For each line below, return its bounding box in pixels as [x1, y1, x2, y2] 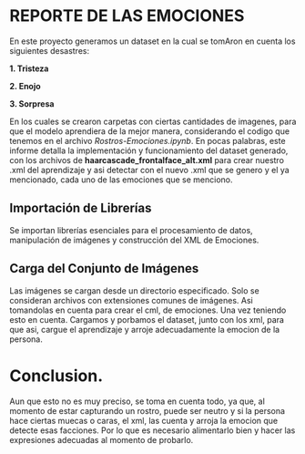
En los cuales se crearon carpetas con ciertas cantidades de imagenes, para [9, 116, 297, 127]
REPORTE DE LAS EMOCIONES [9, 5, 245, 26]
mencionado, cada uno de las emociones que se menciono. [9, 174, 234, 185]
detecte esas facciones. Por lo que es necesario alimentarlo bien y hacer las [9, 425, 296, 436]
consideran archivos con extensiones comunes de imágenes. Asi [9, 294, 253, 305]
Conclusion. [9, 366, 104, 386]
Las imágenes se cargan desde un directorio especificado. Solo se [9, 284, 259, 296]
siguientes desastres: [9, 45, 89, 56]
